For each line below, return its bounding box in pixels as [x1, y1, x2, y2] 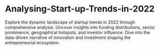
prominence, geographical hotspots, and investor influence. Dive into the [5, 29, 150, 35]
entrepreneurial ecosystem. [5, 39, 60, 45]
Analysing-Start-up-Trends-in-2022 [5, 3, 155, 14]
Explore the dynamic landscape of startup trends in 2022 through [5, 19, 135, 25]
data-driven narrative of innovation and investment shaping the [5, 35, 131, 40]
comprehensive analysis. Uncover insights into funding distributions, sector [5, 24, 156, 30]
